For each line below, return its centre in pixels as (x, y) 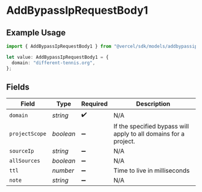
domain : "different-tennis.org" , (54, 63)
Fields (18, 87)
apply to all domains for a (149, 134)
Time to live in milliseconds (151, 170)
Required (94, 104)
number (63, 170)
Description (153, 104)
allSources (25, 161)
